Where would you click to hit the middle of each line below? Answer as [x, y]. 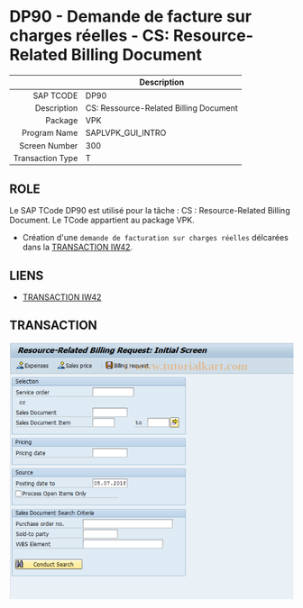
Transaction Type [46, 158]
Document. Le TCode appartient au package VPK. [102, 220]
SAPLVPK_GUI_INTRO [126, 133]
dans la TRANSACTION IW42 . [78, 247]
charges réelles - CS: [89, 36]
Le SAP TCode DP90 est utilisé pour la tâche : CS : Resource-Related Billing [150, 211]
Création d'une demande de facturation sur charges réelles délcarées [155, 238]
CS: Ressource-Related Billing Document [162, 108]
